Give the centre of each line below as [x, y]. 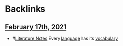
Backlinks [25, 9]
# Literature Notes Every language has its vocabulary [65, 38]
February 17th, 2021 [36, 27]
